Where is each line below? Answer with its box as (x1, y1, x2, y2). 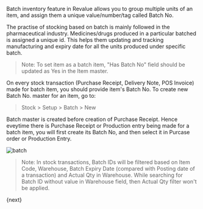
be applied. (21, 185, 50, 191)
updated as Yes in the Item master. (21, 67, 109, 75)
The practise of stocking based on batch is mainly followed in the (6, 24, 171, 30)
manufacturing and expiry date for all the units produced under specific (6, 43, 186, 50)
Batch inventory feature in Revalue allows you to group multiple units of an (6, 5, 193, 12)
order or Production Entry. (6, 135, 72, 142)
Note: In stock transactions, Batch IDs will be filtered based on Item (21, 159, 191, 166)
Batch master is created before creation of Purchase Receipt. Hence (6, 115, 178, 123)
